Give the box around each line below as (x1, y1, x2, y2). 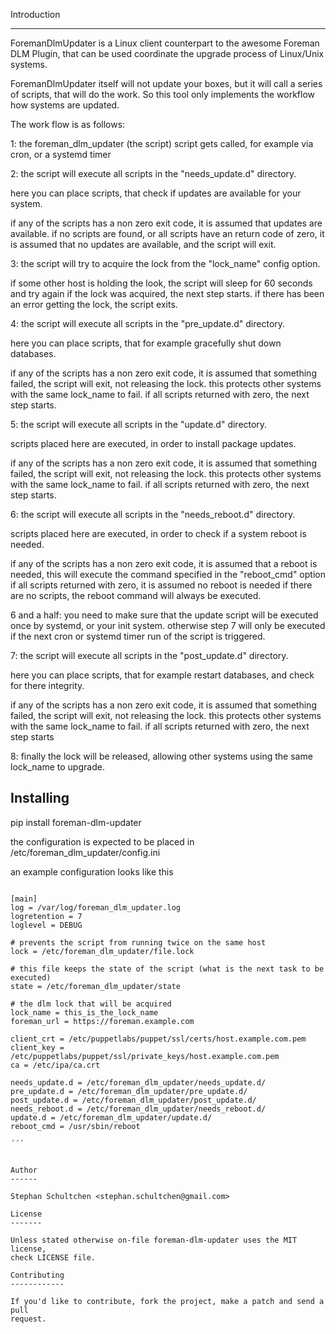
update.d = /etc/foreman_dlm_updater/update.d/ (10, 1112, 213, 1123)
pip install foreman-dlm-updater (10, 816, 142, 828)
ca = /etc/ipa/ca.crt (10, 1060, 101, 1070)
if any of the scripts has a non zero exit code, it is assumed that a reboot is (10, 558, 318, 569)
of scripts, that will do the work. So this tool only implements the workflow (10, 89, 316, 100)
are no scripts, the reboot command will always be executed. (10, 590, 262, 601)
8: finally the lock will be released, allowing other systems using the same (10, 750, 313, 762)
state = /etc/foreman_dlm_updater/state (10, 981, 182, 991)
